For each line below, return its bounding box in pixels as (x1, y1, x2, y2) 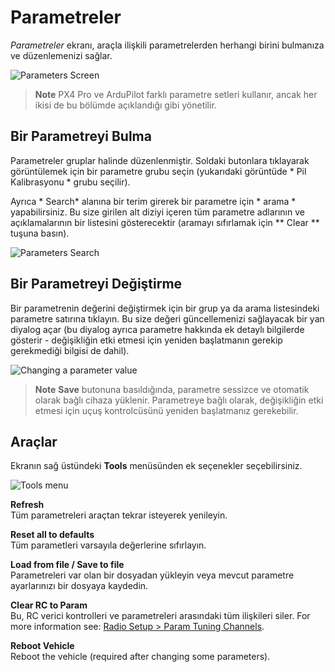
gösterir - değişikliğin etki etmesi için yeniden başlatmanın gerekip (10, 334, 283, 346)
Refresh (10, 499, 45, 511)
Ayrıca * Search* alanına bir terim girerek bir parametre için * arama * (10, 195, 297, 207)
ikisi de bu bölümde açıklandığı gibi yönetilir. (34, 99, 217, 111)
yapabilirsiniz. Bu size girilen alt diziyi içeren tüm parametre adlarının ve (10, 206, 305, 218)
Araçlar (10, 433, 58, 450)
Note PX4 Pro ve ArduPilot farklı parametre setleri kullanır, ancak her (34, 88, 318, 100)
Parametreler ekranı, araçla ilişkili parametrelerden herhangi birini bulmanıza (10, 39, 325, 51)
